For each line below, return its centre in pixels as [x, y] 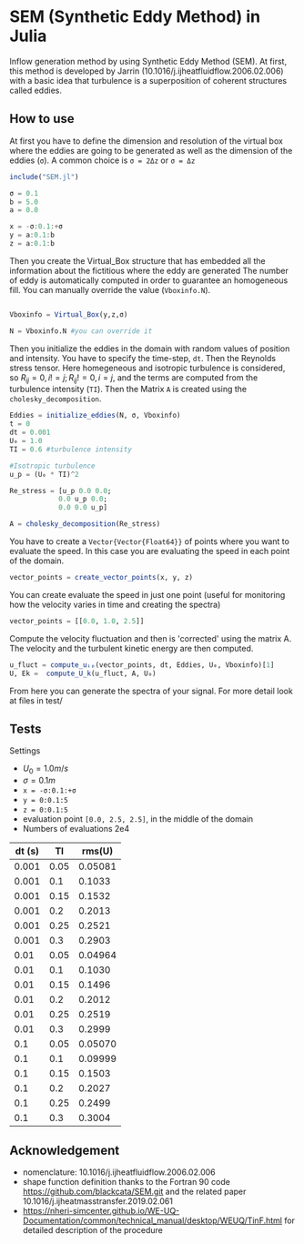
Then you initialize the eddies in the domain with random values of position [150, 349]
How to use [42, 119]
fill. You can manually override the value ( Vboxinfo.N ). [110, 289]
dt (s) [27, 851]
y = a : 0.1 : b [32, 235]
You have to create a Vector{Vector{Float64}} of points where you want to [149, 541]
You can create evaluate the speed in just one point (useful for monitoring [147, 594]
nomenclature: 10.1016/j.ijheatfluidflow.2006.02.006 [119, 1172]
